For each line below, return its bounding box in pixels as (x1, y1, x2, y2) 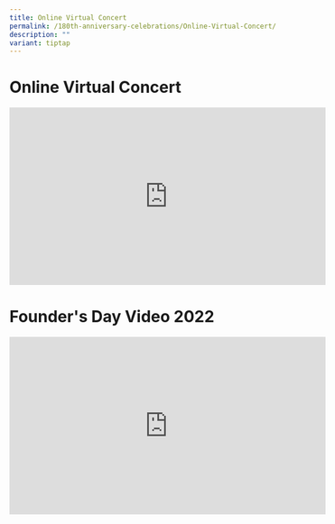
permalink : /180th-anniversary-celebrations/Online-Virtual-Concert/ (9, 22, 277, 31)
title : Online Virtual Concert (9, 13, 127, 23)
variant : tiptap (9, 38, 70, 48)
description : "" (9, 30, 70, 39)
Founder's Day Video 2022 (9, 307, 215, 327)
